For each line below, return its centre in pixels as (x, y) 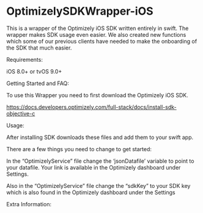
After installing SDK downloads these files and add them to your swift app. (100, 137)
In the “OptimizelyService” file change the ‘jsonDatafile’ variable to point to (100, 161)
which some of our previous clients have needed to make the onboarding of (102, 41)
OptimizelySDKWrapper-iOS (80, 11)
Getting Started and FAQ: (38, 83)
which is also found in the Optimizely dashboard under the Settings (91, 192)
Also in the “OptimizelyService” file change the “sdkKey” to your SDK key (98, 185)
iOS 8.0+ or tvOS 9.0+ (34, 71)
